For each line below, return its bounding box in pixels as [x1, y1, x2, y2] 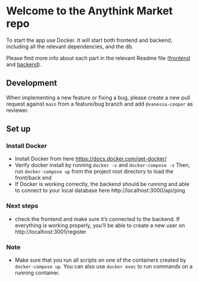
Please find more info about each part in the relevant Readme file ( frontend [6, 54, 191, 61]
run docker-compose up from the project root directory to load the [14, 168, 174, 175]
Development [6, 78, 58, 88]
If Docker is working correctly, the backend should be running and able [14, 181, 189, 188]
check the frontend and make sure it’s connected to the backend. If [14, 215, 180, 222]
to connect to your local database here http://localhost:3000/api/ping [14, 187, 185, 194]
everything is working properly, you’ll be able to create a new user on [14, 222, 185, 229]
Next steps [6, 202, 39, 210]
